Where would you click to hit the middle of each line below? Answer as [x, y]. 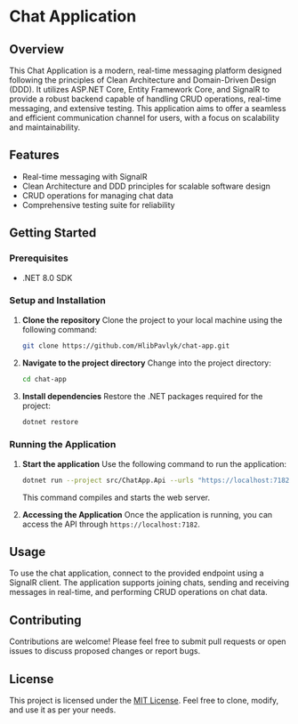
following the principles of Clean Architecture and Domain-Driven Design [143, 80]
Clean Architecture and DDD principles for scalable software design [146, 186]
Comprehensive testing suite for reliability [98, 205]
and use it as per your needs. [63, 710]
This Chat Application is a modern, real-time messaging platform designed [145, 70]
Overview [37, 49]
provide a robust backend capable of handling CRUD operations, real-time [145, 99]
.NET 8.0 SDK [47, 278]
